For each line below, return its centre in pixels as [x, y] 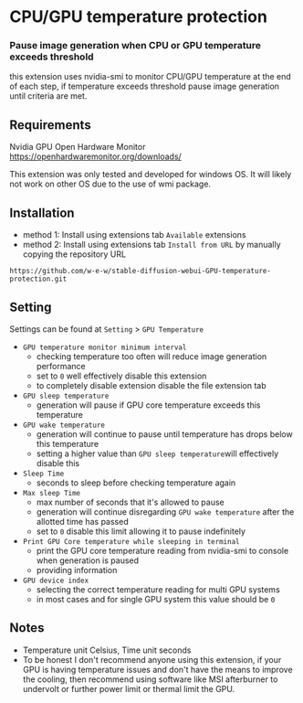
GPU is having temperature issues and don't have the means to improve [158, 669]
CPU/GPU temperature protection [138, 17]
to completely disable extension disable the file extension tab [151, 385]
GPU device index [56, 581]
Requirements [50, 125]
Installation [42, 213]
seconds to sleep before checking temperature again [136, 483]
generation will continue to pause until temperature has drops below [165, 434]
